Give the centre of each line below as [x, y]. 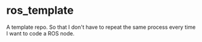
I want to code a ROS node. [40, 33]
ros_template [40, 10]
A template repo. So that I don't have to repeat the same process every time [101, 27]
